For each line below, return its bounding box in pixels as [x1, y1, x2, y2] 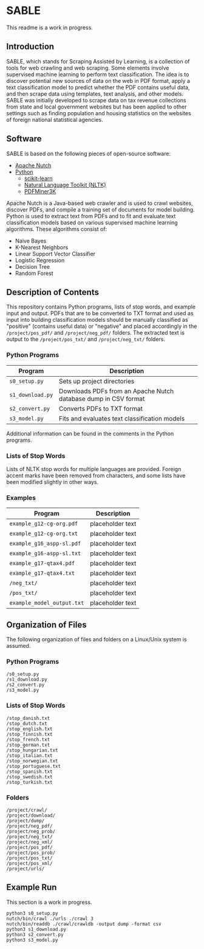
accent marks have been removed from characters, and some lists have [6, 472, 186, 479]
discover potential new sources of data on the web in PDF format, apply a [6, 77, 190, 84]
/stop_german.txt [6, 742, 50, 748]
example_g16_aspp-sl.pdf [9, 540, 81, 547]
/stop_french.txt [6, 736, 50, 742]
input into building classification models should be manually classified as [6, 316, 188, 324]
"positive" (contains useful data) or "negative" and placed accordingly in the [6, 322, 197, 330]
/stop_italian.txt [6, 752, 53, 759]
